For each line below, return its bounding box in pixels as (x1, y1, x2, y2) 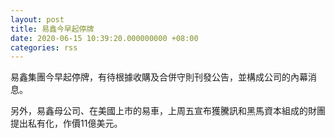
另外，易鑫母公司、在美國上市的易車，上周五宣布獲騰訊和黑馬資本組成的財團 (10, 105, 326, 117)
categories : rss (10, 42, 78, 53)
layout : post (10, 14, 65, 25)
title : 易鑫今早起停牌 (10, 24, 95, 34)
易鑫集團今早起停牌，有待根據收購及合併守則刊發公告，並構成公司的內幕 (10, 71, 308, 83)
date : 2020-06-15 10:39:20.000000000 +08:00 (10, 33, 199, 43)
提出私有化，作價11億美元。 (10, 117, 123, 130)
